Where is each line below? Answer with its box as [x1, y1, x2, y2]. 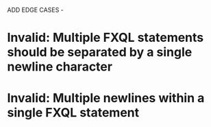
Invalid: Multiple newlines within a [7, 91, 205, 106]
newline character [7, 59, 113, 75]
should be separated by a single [7, 45, 193, 60]
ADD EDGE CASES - [7, 6, 64, 14]
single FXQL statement [7, 105, 140, 121]
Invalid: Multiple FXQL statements [7, 30, 204, 45]
